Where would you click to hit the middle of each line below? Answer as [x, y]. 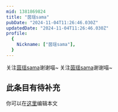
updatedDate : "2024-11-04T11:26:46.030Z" [58, 28]
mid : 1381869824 [26, 11]
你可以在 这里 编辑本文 [32, 103]
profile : [17, 34]
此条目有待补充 [33, 88]
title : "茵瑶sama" [28, 17]
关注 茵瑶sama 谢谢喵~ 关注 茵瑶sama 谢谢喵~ [59, 67]
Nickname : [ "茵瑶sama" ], [46, 45]
